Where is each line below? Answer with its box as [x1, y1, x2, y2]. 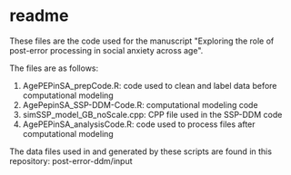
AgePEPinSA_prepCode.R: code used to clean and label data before [22, 80, 277, 91]
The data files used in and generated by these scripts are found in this [9, 146, 273, 157]
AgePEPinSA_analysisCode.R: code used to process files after [22, 119, 256, 130]
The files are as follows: [9, 63, 99, 73]
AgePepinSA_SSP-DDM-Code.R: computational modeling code [22, 99, 258, 110]
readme [9, 5, 69, 26]
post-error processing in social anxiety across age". [9, 44, 204, 55]
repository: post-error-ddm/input [9, 155, 134, 166]
